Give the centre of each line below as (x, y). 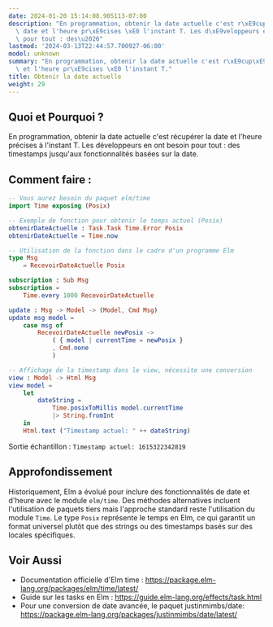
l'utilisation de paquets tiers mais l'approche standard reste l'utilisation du (132, 509)
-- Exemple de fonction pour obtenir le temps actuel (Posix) (116, 221)
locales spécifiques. (42, 535)
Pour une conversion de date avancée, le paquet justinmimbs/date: (132, 606)
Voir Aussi (35, 560)
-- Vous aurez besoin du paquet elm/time (80, 199)
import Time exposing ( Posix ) (60, 206)
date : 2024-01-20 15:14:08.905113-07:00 (78, 16)
